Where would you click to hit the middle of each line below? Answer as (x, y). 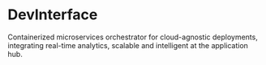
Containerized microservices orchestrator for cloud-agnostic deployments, (133, 37)
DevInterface (53, 15)
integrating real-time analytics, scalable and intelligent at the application (128, 45)
